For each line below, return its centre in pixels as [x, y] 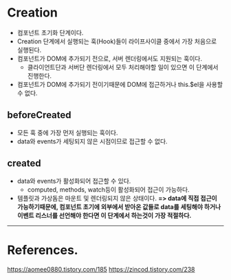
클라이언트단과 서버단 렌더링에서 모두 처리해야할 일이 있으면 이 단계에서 [123, 67]
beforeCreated [39, 115]
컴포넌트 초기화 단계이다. [50, 32]
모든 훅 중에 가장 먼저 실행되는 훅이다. [67, 132]
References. [43, 250]
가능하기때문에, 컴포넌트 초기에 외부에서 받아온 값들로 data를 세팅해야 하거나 [119, 207]
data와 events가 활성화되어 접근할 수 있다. [74, 181]
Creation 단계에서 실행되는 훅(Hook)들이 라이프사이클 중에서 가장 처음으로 [117, 41]
